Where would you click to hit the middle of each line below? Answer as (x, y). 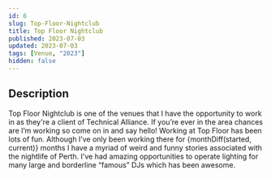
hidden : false (32, 61)
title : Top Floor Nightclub (56, 31)
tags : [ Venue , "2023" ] (47, 53)
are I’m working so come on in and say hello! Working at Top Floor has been (135, 130)
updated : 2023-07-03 (43, 46)
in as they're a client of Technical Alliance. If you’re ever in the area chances (136, 121)
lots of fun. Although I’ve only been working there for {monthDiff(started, (130, 139)
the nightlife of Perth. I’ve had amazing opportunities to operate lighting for (133, 156)
